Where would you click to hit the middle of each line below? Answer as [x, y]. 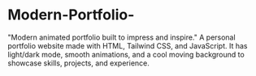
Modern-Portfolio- [71, 15]
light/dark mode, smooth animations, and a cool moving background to [126, 54]
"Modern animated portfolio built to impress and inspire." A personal [122, 37]
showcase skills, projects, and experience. [78, 63]
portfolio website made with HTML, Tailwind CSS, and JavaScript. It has [128, 45]
